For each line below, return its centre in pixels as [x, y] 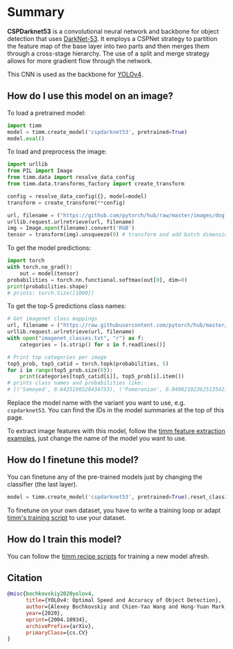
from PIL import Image [40, 171]
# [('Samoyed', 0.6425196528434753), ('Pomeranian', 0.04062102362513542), [119, 389]
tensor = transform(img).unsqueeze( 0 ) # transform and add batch [103, 235]
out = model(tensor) [49, 273]
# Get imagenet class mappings [52, 319]
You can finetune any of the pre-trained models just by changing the [105, 477]
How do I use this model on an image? [90, 96]
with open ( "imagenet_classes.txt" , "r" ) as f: [76, 338]
